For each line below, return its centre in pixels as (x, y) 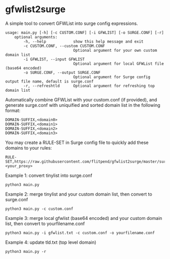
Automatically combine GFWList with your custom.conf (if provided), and (81, 99)
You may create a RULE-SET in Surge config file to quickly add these (77, 142)
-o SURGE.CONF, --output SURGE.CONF (62, 72)
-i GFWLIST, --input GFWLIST (54, 59)
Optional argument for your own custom (115, 50)
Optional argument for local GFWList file (119, 64)
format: (13, 110)
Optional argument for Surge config (112, 77)
